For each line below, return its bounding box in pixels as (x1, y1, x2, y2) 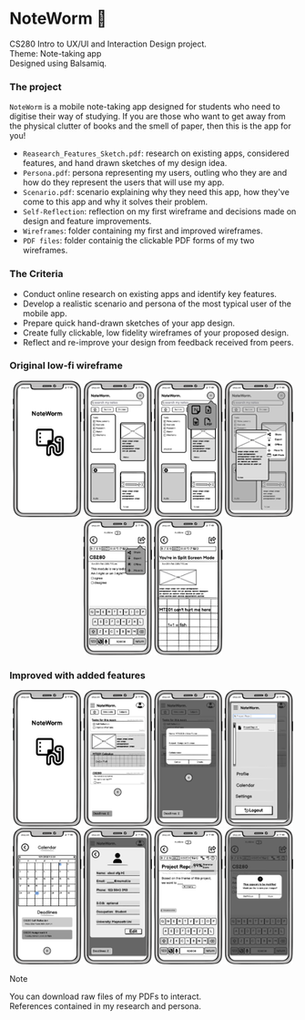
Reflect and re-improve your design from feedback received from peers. (22, 336, 294, 347)
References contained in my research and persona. (9, 1001, 202, 1012)
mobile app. (22, 307, 67, 318)
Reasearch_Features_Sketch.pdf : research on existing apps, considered (22, 148, 290, 159)
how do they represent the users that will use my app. (22, 177, 225, 188)
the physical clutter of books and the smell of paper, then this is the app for (9, 120, 291, 131)
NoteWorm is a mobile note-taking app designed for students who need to (9, 101, 280, 112)
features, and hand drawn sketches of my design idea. (22, 158, 228, 169)
